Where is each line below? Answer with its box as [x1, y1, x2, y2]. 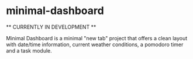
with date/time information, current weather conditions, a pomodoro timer [6, 41, 184, 48]
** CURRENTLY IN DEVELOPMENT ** [6, 23, 96, 30]
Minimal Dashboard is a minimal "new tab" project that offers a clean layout [6, 34, 188, 41]
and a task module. [6, 47, 53, 54]
